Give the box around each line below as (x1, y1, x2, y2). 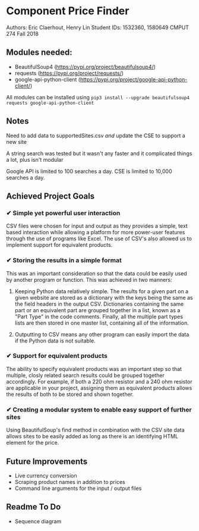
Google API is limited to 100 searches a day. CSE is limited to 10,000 (6, 168, 172, 175)
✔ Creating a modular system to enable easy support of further (6, 406, 192, 414)
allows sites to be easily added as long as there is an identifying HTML (6, 433, 179, 440)
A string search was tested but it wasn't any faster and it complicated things (6, 150, 192, 157)
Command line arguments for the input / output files (14, 485, 142, 492)
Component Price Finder (6, 4, 129, 18)
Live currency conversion (14, 472, 77, 479)
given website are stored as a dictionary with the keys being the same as (14, 294, 193, 301)
